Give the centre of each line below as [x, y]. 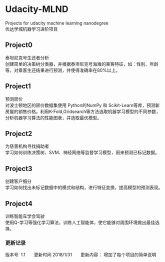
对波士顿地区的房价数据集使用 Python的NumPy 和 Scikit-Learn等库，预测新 [82, 105]
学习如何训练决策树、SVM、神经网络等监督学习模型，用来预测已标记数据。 [82, 152]
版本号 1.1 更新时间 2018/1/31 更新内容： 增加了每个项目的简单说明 [81, 255]
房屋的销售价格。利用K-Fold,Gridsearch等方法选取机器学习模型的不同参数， [83, 111]
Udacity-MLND [37, 9]
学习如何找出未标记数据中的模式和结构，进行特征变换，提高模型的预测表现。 [84, 187]
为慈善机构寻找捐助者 [27, 146]
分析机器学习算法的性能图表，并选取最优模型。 [53, 117]
